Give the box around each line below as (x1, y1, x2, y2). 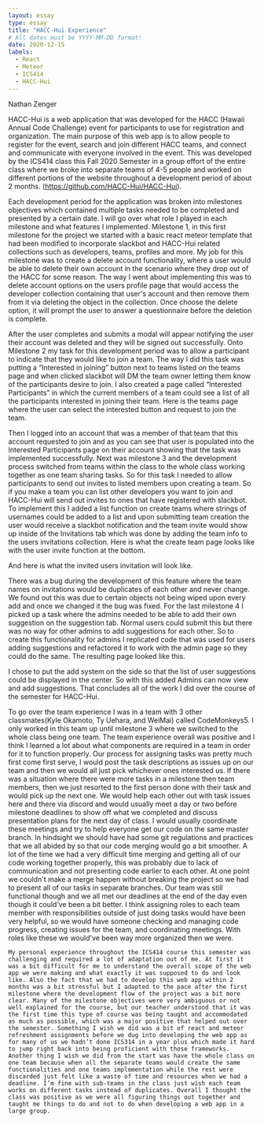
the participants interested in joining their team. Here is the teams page (8, 396, 238, 406)
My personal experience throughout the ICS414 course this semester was (8, 948, 251, 956)
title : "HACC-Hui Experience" (8, 26, 108, 34)
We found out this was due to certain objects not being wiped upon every (8, 593, 246, 602)
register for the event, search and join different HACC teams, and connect (8, 139, 247, 149)
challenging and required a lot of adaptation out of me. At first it (8, 955, 244, 963)
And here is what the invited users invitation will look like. (8, 560, 193, 570)
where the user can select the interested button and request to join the (8, 404, 237, 414)
